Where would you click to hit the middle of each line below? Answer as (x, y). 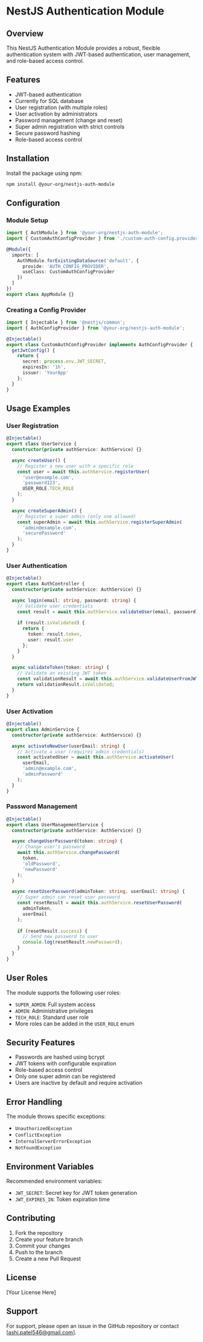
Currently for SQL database (49, 100)
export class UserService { (42, 444)
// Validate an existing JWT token (62, 673)
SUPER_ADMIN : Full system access (55, 1004)
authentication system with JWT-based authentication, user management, (98, 54)
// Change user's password (51, 847)
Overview (25, 34)
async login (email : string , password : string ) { (74, 600)
